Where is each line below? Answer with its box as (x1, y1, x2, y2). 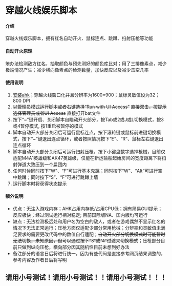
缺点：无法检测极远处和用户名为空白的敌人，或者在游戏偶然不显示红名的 (12, 218, 165, 224)
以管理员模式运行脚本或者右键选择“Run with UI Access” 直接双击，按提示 (12, 104, 167, 110)
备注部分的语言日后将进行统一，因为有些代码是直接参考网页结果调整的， (12, 251, 165, 256)
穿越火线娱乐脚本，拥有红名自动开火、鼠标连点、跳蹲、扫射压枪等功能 (5, 35, 154, 42)
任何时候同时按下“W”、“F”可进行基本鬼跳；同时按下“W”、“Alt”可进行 (12, 168, 158, 174)
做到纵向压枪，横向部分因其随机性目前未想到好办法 (21, 244, 130, 250)
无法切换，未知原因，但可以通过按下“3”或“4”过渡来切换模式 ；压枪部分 (12, 238, 161, 243)
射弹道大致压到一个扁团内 (12, 161, 67, 167)
